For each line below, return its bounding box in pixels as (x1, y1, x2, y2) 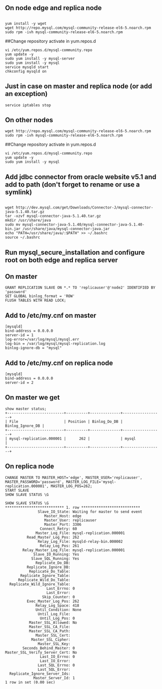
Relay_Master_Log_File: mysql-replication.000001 (22, 548, 125, 553)
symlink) (5, 188, 33, 196)
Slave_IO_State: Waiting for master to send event (37, 509, 143, 514)
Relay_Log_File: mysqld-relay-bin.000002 (37, 539, 123, 544)
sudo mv (5, 222, 21, 227)
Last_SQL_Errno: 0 (37, 663, 75, 668)
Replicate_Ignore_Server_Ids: (9, 671, 71, 676)
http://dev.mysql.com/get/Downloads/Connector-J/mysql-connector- (16, 205, 153, 210)
